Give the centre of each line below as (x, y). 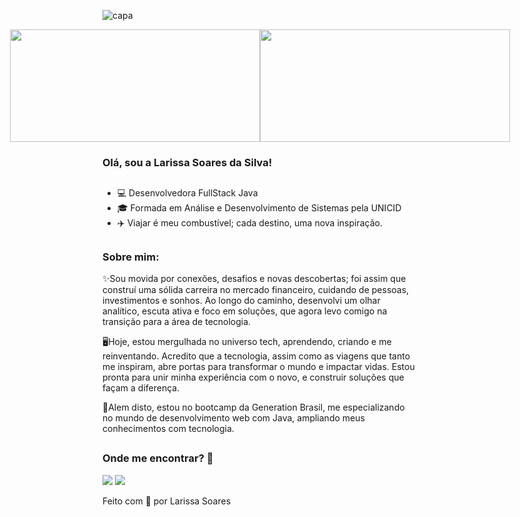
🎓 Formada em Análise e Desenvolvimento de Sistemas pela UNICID (259, 208)
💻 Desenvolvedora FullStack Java (187, 193)
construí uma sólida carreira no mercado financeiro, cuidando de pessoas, (256, 290)
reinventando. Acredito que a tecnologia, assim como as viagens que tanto (256, 356)
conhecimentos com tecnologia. (168, 429)
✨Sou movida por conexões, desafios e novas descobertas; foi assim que (254, 279)
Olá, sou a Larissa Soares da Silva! (187, 162)
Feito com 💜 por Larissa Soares (167, 501)
